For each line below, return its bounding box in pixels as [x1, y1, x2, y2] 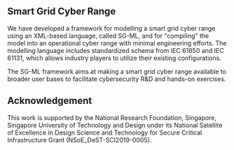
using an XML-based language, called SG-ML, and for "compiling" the [7, 31, 209, 40]
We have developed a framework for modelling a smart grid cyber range [7, 24, 216, 32]
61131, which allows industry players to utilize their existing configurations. [7, 54, 222, 62]
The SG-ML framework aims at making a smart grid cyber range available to [7, 67, 226, 75]
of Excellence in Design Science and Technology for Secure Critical [7, 128, 202, 137]
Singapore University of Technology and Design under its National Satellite [7, 121, 223, 129]
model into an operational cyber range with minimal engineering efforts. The [7, 38, 227, 47]
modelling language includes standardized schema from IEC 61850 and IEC [7, 46, 224, 54]
